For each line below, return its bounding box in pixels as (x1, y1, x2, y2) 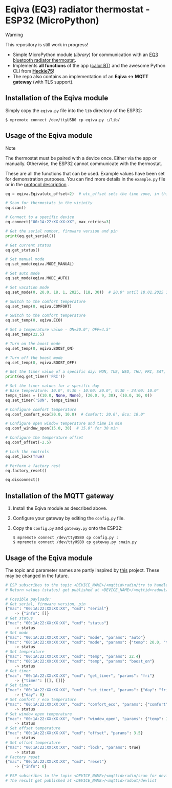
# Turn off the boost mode (5, 355, 63, 361)
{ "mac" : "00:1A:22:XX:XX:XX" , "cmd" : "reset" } (5, 759, 106, 764)
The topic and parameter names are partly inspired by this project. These (5, 567, 160, 573)
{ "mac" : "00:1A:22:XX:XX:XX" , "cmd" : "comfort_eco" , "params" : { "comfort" (5, 702, 168, 707)
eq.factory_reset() (5, 468, 47, 473)
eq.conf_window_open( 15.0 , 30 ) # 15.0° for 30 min (5, 426, 118, 431)
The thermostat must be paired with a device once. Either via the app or (5, 155, 157, 161)
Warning (5, 31, 23, 38)
